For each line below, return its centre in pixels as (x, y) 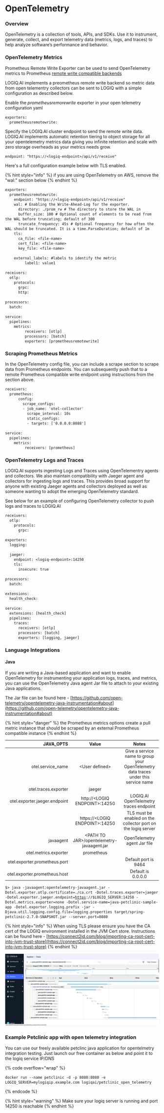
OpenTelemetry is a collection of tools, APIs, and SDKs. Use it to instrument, (81, 34)
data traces (140, 772)
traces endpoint (140, 806)
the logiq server (139, 828)
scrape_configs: (39, 404)
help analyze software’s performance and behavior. (57, 45)
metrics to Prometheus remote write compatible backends (63, 73)
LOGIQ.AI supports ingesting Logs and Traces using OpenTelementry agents (82, 471)
